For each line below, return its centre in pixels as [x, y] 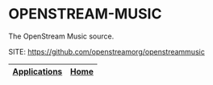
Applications [38, 71]
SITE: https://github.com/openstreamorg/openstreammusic [107, 51]
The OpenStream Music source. [61, 36]
